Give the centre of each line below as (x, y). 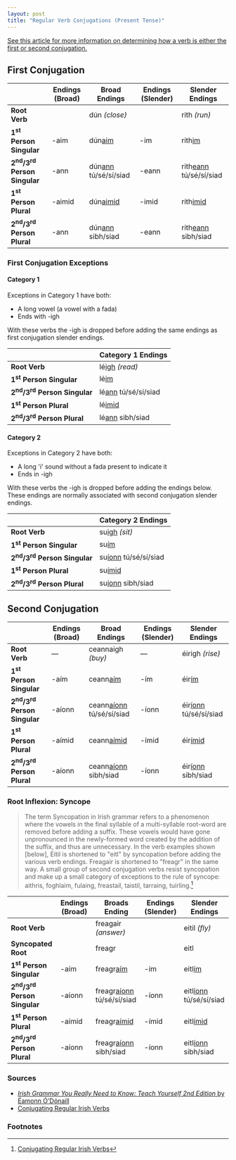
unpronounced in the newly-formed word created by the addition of (122, 839)
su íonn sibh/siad (126, 583)
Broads (116, 903)
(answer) (111, 932)
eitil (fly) (197, 927)
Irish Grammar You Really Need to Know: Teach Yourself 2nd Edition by (121, 1094)
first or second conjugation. (47, 48)
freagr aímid (114, 1021)
